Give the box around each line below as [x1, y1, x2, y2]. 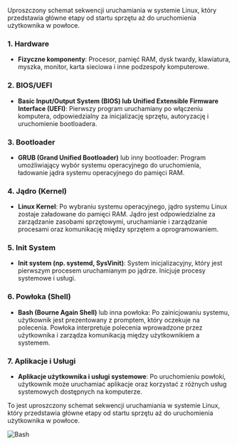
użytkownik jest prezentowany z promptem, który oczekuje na [17, 315, 201, 324]
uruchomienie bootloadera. [17, 119, 98, 127]
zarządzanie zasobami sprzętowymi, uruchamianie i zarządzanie [17, 217, 208, 226]
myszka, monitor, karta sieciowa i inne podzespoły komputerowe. [17, 63, 210, 71]
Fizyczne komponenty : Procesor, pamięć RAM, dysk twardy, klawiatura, [17, 55, 231, 63]
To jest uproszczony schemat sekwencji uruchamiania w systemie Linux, [7, 402, 221, 410]
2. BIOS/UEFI [7, 80, 53, 90]
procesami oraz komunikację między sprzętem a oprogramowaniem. [17, 225, 219, 234]
